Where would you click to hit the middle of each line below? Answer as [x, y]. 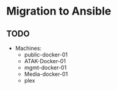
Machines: [28, 48]
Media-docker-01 [46, 74]
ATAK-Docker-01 [45, 61]
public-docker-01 [46, 55]
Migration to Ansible [59, 11]
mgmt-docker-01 [45, 67]
